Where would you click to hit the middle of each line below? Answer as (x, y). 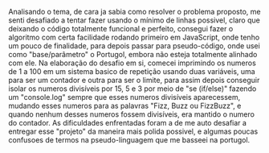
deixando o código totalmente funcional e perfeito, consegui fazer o (121, 29)
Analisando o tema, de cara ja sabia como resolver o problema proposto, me (134, 12)
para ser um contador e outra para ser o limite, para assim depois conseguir (134, 80)
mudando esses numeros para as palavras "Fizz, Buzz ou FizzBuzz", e (125, 105)
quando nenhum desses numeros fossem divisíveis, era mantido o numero (132, 114)
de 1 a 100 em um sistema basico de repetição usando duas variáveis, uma (132, 71)
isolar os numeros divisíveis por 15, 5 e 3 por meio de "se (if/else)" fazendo (132, 89)
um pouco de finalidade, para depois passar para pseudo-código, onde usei (134, 46)
